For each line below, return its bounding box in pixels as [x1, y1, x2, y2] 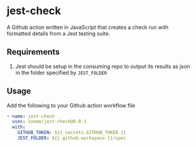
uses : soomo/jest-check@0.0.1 [12, 119, 86, 125]
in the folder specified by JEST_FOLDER [15, 69, 107, 76]
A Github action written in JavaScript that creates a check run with [7, 24, 169, 31]
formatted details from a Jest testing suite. [7, 30, 110, 37]
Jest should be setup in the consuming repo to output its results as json [15, 63, 190, 70]
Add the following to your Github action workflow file [7, 102, 136, 109]
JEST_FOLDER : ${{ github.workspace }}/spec [17, 135, 127, 141]
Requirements [7, 47, 60, 57]
